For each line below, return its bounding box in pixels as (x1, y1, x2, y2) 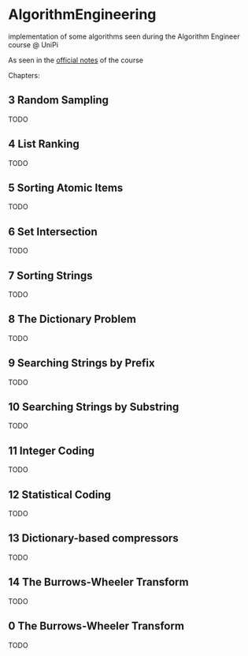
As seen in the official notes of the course (8, 55, 144, 65)
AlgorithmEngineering (8, 6, 157, 24)
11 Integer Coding (8, 444, 95, 457)
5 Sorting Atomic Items (8, 181, 124, 194)
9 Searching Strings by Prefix (8, 357, 155, 370)
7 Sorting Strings (8, 268, 93, 282)
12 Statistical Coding (8, 488, 112, 501)
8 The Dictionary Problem (8, 313, 136, 326)
